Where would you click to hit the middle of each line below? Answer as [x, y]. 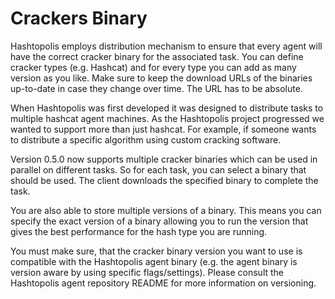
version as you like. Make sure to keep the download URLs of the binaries [161, 78]
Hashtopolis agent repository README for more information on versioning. [163, 283]
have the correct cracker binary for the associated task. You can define [157, 56]
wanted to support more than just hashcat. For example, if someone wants [163, 129]
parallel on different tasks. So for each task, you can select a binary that [158, 169]
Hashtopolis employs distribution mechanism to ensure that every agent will [166, 46]
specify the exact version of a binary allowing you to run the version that [159, 221]
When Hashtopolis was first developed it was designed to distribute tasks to [167, 108]
